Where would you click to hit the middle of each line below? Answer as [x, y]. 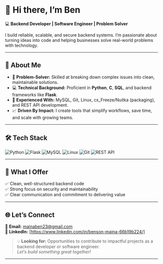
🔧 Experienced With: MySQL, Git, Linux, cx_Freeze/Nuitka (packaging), [83, 100]
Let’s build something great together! [54, 252]
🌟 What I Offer [27, 172]
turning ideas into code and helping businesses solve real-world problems [79, 40]
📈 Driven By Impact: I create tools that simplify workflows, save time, [82, 110]
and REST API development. [40, 105]
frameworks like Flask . [35, 94]
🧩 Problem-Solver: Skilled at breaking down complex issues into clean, [83, 77]
